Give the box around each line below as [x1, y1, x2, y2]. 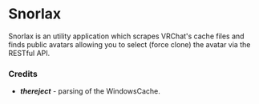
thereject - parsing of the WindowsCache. [19, 86, 160, 96]
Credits [8, 68, 38, 79]
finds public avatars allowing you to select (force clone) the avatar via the [8, 39, 251, 49]
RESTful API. [8, 48, 51, 58]
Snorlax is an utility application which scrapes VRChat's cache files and [8, 31, 245, 41]
